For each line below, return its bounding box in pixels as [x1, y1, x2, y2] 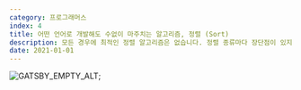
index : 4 [9, 21, 42, 30]
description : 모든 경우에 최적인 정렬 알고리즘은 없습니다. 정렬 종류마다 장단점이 [9, 37, 277, 47]
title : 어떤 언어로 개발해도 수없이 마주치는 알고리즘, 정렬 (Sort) [9, 29, 230, 38]
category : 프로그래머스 [9, 12, 87, 22]
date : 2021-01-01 [9, 46, 75, 55]
